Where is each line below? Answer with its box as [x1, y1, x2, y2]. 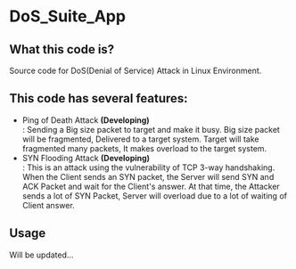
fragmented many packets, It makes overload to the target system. [21, 143, 267, 153]
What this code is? [9, 42, 115, 57]
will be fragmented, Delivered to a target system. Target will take [21, 134, 259, 144]
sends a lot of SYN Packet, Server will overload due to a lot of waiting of [21, 190, 288, 201]
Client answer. [21, 200, 76, 210]
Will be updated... [9, 249, 74, 260]
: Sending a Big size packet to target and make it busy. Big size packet [21, 124, 281, 134]
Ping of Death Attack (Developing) [21, 114, 150, 126]
